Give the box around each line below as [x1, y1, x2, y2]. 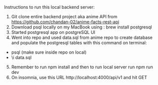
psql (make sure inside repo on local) [11, 49, 87, 55]
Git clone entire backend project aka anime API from [11, 14, 118, 19]
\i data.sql [11, 55, 32, 60]
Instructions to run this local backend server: [4, 4, 95, 10]
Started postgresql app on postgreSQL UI [11, 29, 95, 35]
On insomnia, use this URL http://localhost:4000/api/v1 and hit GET [11, 75, 148, 80]
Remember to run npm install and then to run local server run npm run [11, 64, 153, 70]
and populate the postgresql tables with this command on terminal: [11, 40, 147, 46]
